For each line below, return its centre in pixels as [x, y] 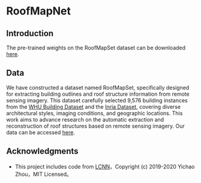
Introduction [30, 33]
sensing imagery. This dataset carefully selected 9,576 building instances [97, 100]
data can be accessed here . [40, 132]
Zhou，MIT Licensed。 [43, 174]
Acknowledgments [43, 151]
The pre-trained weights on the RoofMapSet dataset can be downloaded [96, 48]
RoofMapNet [38, 11]
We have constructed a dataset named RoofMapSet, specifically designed [98, 87]
